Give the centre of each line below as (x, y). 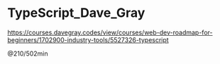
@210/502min (28, 53)
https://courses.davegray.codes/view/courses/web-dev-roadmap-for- (110, 32)
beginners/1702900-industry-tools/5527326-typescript (88, 39)
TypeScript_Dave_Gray (76, 13)
